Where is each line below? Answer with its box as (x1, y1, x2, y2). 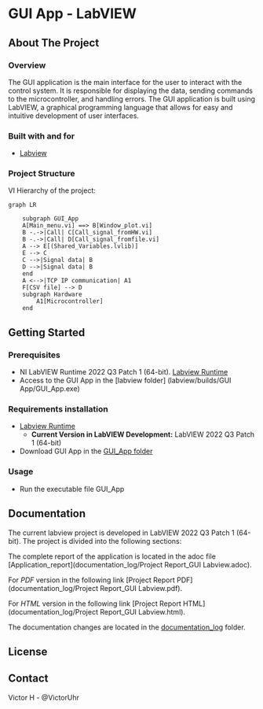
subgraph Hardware (22, 290, 82, 299)
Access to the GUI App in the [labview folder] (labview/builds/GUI (19, 375, 232, 386)
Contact (8, 672, 49, 685)
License (8, 644, 48, 658)
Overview (8, 60, 46, 71)
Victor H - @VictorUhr (8, 692, 80, 702)
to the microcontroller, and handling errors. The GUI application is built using (8, 94, 256, 103)
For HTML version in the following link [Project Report (8, 599, 182, 608)
